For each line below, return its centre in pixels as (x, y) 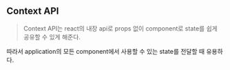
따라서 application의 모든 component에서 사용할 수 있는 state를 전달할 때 (105, 51)
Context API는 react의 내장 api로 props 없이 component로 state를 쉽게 (120, 28)
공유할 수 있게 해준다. (52, 37)
